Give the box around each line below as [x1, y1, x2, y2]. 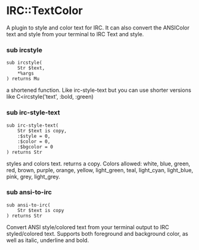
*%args [17, 70, 34, 77]
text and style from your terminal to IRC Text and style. [6, 30, 144, 37]
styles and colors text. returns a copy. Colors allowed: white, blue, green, [6, 160, 191, 167]
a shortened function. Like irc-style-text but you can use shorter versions [6, 86, 192, 94]
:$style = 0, [17, 133, 51, 139]
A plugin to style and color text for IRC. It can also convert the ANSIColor [6, 24, 190, 31]
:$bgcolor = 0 [17, 143, 53, 150]
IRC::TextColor [6, 4, 83, 18]
